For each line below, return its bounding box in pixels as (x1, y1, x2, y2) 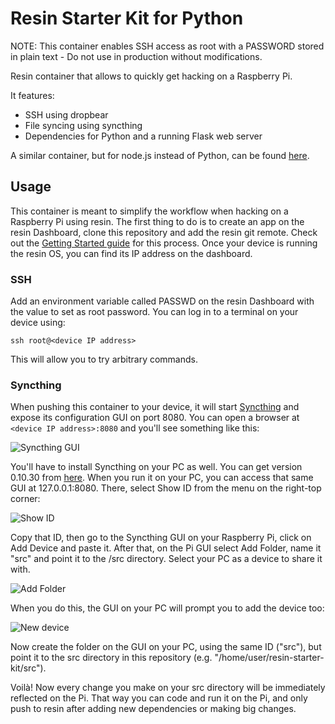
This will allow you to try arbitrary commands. (10, 353, 199, 366)
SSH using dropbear (24, 108, 109, 121)
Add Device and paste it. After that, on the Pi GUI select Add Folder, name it (10, 542, 322, 554)
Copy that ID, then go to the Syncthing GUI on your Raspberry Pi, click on (10, 532, 312, 544)
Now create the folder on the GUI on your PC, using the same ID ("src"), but (10, 641, 322, 653)
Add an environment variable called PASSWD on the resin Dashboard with (10, 295, 315, 307)
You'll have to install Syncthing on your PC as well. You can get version (10, 461, 303, 473)
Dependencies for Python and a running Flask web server (24, 130, 263, 142)
